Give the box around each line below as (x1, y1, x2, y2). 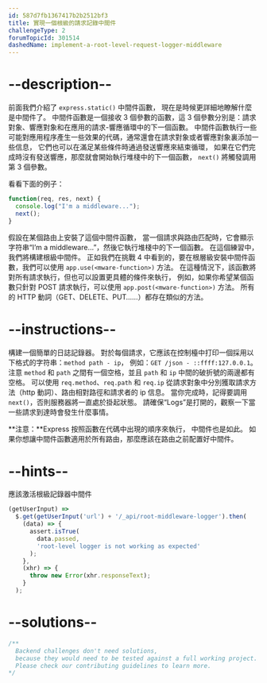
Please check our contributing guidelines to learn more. (15, 662, 212, 669)
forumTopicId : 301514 (8, 33, 80, 42)
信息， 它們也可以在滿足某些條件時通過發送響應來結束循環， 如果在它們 (14, 142, 249, 152)
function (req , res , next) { (8, 195, 102, 203)
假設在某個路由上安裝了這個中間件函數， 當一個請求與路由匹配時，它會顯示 (8, 232, 254, 242)
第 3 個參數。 (8, 162, 52, 172)
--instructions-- (8, 320, 117, 338)
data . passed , (37, 534, 80, 542)
